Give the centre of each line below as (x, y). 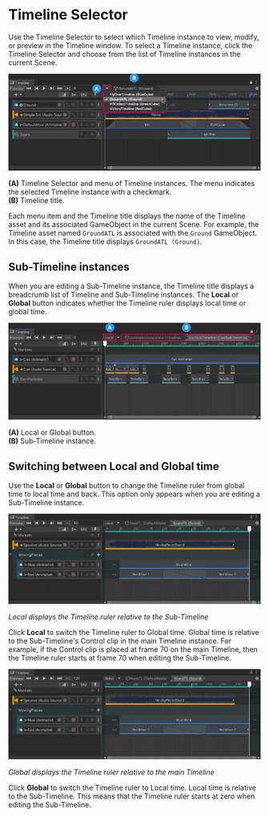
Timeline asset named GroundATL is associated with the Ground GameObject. (133, 233)
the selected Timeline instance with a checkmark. (90, 192)
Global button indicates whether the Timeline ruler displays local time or (127, 303)
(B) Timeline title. (36, 200)
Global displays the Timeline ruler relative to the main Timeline (111, 772)
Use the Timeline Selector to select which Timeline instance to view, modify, (134, 37)
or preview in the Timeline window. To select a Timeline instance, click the (130, 45)
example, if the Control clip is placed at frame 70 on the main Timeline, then (133, 649)
